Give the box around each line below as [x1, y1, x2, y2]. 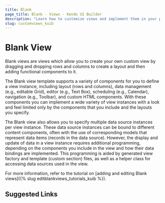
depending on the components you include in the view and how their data [5, 145, 154, 151]
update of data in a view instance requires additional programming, [5, 140, 141, 146]
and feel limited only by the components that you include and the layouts [5, 104, 152, 111]
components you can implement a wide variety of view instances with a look [5, 99, 160, 105]
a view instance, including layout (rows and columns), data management [5, 84, 152, 89]
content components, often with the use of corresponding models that [5, 130, 147, 136]
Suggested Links [5, 190, 58, 198]
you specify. [5, 110, 30, 116]
